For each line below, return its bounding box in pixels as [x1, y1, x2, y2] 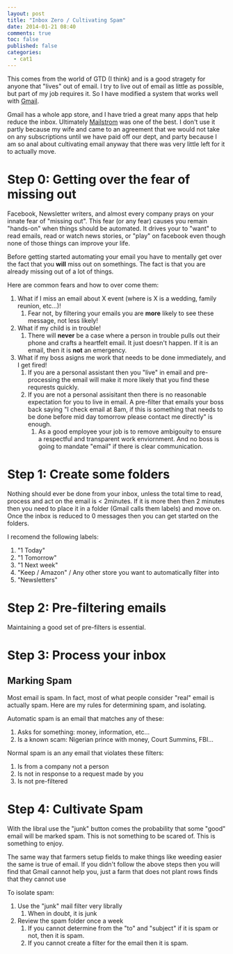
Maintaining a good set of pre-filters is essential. [7, 623, 146, 631]
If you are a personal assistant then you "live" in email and [27, 368, 195, 376]
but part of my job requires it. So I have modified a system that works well [7, 89, 218, 97]
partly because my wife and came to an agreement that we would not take [7, 125, 220, 133]
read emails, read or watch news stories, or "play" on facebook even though [7, 231, 226, 240]
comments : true [7, 29, 51, 37]
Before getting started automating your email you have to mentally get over [7, 252, 223, 261]
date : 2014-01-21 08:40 [7, 23, 77, 30]
